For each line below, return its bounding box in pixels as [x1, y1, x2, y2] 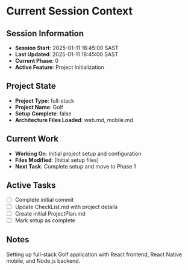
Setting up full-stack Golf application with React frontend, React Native [6, 251, 183, 258]
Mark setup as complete [14, 216, 75, 224]
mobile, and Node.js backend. [6, 257, 81, 264]
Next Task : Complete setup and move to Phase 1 [14, 162, 136, 170]
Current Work [6, 134, 59, 144]
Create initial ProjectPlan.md [14, 210, 86, 217]
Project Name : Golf [14, 103, 63, 111]
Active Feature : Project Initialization [14, 63, 104, 71]
